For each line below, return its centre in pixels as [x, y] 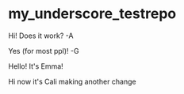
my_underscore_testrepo [92, 14]
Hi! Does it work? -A [41, 36]
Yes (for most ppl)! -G [44, 51]
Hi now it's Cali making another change [72, 81]
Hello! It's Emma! [36, 66]
